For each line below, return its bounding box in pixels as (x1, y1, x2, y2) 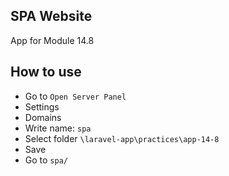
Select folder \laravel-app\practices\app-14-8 (24, 132, 220, 144)
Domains (24, 111, 62, 123)
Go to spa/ (24, 154, 68, 166)
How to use (10, 64, 82, 81)
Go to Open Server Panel (24, 90, 127, 102)
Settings (24, 100, 60, 113)
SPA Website (10, 8, 93, 25)
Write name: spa (24, 122, 92, 134)
